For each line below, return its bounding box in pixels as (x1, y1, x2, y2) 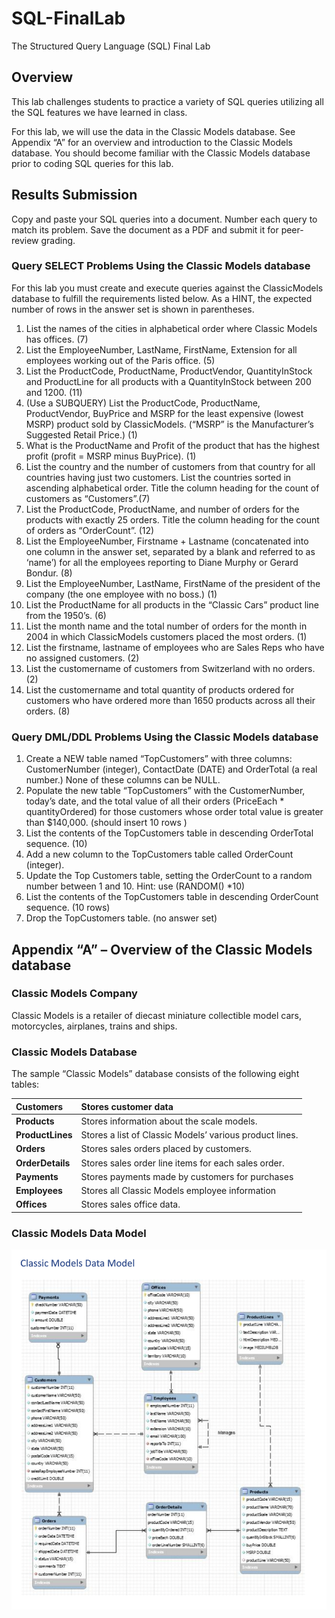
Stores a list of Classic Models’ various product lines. (80, 1129, 299, 1141)
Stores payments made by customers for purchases (80, 1170, 294, 1182)
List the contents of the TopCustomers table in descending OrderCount (25, 891, 319, 903)
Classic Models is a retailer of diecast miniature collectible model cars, (11, 1009, 302, 1021)
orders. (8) (25, 705, 71, 717)
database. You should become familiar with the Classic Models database (11, 147, 311, 159)
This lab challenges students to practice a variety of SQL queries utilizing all (11, 95, 324, 107)
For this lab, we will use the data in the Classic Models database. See (11, 125, 296, 137)
